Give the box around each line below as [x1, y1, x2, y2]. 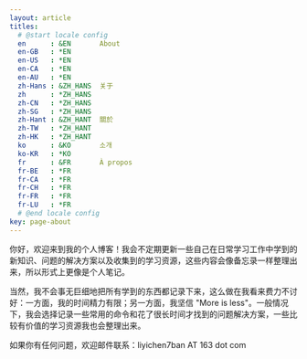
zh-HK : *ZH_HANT [17, 132, 92, 142]
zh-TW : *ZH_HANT [17, 124, 92, 133]
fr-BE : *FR [17, 166, 71, 175]
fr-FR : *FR [17, 192, 71, 201]
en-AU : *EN [17, 73, 71, 82]
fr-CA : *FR [17, 174, 71, 184]
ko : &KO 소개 [17, 141, 112, 150]
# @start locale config [17, 30, 108, 39]
